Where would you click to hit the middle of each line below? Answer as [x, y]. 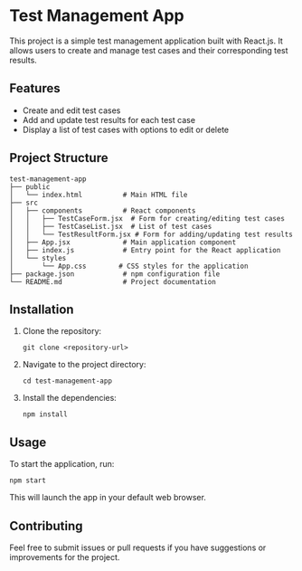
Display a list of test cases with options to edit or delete [125, 129]
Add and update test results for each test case [109, 119]
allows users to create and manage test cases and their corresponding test [149, 50]
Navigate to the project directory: [84, 365]
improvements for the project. [65, 557]
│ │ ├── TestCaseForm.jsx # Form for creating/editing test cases [147, 218]
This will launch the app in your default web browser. [108, 498]
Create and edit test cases [71, 110]
